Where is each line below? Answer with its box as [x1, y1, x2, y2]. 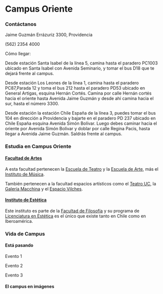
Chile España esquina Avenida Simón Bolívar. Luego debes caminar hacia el [5, 120, 157, 126]
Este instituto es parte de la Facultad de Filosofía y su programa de [5, 208, 140, 214]
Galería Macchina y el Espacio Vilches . [5, 186, 83, 192]
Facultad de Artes [5, 155, 42, 161]
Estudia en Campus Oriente [5, 143, 72, 150]
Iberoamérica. [5, 218, 33, 224]
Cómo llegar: [5, 51, 31, 57]
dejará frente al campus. [5, 71, 54, 77]
